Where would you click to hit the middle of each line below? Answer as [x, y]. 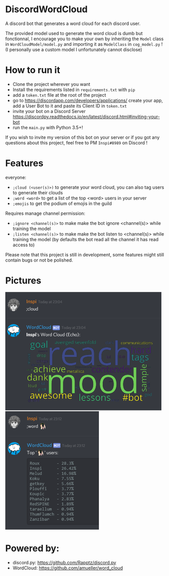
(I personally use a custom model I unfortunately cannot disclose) [74, 49]
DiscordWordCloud [46, 9]
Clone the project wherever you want [51, 84]
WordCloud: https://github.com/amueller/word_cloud [68, 568]
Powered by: [32, 548]
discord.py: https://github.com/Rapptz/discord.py [64, 562]
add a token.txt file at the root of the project [59, 95]
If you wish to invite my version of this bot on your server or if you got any [82, 137]
